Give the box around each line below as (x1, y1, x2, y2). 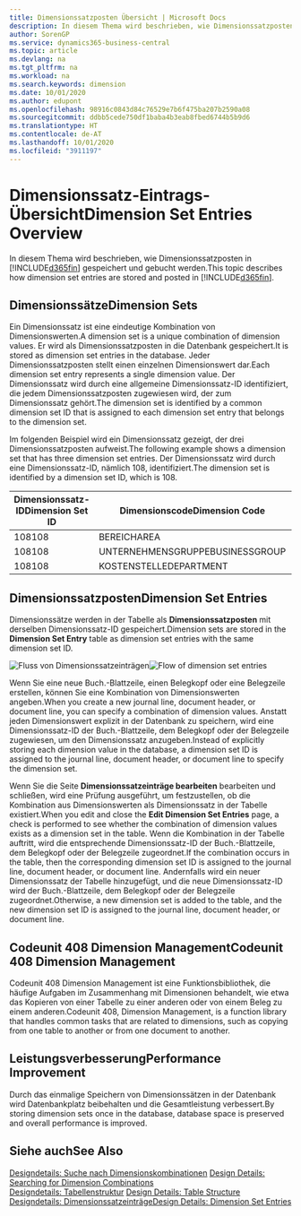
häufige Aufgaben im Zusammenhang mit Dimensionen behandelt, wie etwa (9, 987, 289, 997)
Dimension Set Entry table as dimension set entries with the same (9, 634, 254, 644)
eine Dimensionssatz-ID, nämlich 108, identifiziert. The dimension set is (9, 462, 271, 473)
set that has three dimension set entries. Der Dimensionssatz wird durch (9, 453, 276, 464)
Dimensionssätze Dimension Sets (9, 298, 199, 313)
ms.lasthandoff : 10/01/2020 (9, 138, 115, 147)
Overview (9, 223, 83, 243)
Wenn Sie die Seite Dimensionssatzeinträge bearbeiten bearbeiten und (9, 780, 276, 791)
